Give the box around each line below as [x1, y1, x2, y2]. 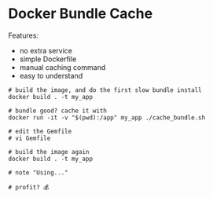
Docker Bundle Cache [8, 5, 153, 23]
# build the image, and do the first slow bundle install [8, 86, 202, 94]
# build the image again [8, 148, 90, 156]
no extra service [19, 46, 73, 55]
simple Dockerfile [19, 54, 77, 64]
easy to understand [19, 71, 83, 80]
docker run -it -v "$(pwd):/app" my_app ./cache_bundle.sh [8, 113, 206, 122]
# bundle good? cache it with [8, 107, 108, 115]
